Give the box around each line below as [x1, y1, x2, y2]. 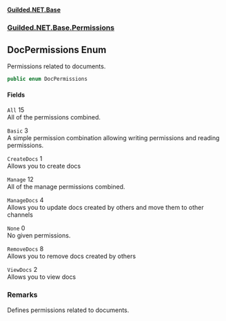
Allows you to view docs [7, 273, 76, 281]
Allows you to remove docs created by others [7, 252, 136, 260]
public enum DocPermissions [7, 76, 88, 83]
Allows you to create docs [7, 162, 81, 171]
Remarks [7, 290, 38, 300]
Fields [7, 90, 25, 99]
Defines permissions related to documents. [7, 306, 130, 314]
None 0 [7, 224, 25, 233]
